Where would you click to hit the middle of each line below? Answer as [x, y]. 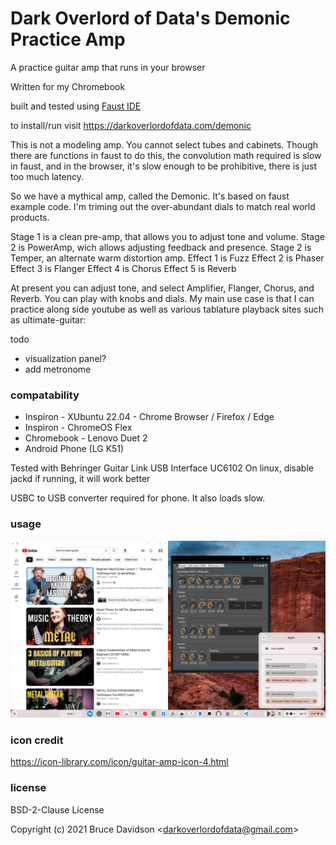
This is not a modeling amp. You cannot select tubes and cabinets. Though [164, 144]
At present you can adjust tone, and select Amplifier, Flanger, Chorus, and [162, 288]
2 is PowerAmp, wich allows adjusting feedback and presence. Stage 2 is [161, 247]
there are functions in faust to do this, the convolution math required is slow [166, 155]
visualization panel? [65, 358]
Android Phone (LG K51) [74, 449]
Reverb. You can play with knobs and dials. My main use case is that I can [162, 298]
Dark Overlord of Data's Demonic [150, 18]
